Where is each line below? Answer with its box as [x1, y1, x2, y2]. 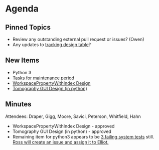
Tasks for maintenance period [12, 75, 74, 81]
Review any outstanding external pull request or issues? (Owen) [12, 36, 144, 42]
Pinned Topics [5, 23, 51, 32]
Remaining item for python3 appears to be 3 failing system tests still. [12, 133, 154, 139]
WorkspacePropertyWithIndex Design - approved [12, 123, 115, 129]
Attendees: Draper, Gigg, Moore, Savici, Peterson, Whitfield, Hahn [5, 113, 141, 119]
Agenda [5, 3, 39, 15]
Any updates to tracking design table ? [12, 42, 91, 48]
